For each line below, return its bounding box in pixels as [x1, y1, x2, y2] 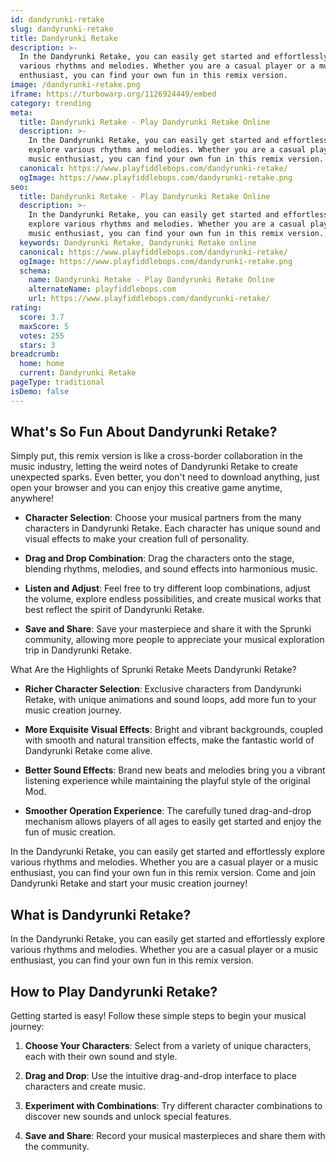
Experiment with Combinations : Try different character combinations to [24, 1100, 323, 1112]
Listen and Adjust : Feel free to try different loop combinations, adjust [24, 582, 311, 595]
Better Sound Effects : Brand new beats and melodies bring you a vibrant [24, 764, 326, 776]
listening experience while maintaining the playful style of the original [24, 775, 311, 787]
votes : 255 [19, 331, 65, 341]
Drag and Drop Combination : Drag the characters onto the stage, [24, 552, 295, 565]
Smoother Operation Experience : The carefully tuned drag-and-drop [24, 805, 312, 817]
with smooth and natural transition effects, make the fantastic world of [24, 734, 315, 746]
